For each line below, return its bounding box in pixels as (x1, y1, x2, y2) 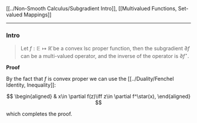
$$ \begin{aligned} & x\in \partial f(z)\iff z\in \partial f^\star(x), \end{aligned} (6, 93, 191, 100)
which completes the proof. (6, 110, 72, 117)
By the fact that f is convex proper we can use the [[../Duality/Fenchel (6, 75, 174, 82)
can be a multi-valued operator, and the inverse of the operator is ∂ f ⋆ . (20, 52, 189, 59)
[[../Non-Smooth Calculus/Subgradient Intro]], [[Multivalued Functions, (6, 5, 177, 12)
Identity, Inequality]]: (6, 81, 56, 88)
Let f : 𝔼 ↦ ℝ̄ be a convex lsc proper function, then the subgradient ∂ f (20, 45, 190, 52)
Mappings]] (23, 11, 52, 18)
